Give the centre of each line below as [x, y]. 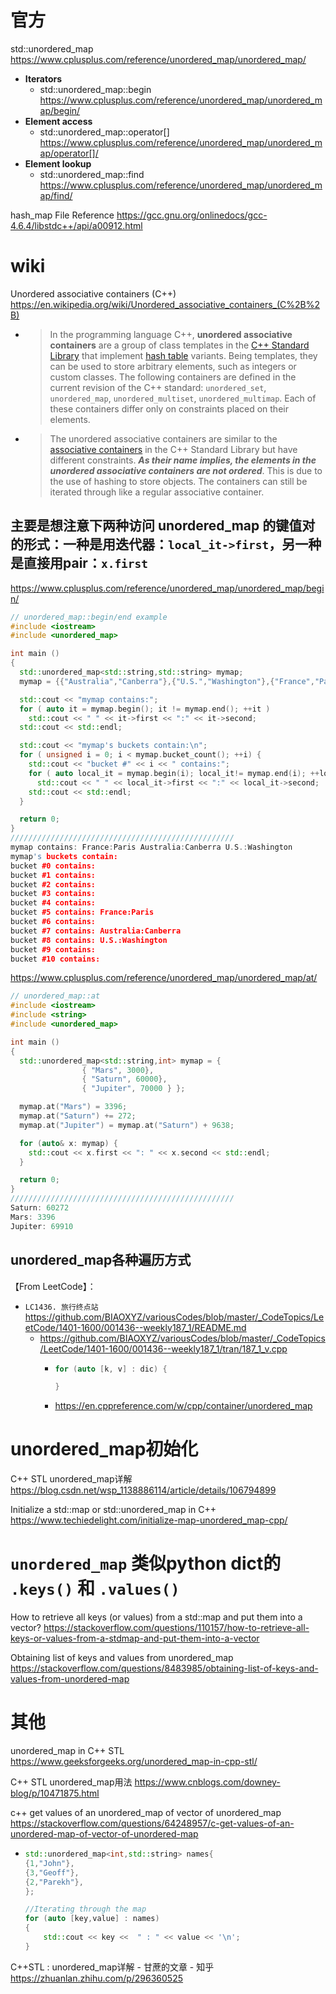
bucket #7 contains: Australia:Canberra [96, 931]
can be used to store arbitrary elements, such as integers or [173, 366]
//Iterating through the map [85, 1909]
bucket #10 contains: [55, 959]
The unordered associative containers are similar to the [163, 438]
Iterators [43, 78]
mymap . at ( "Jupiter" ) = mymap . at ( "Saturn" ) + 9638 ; [127, 1125]
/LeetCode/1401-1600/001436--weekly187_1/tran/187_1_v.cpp [163, 1348]
